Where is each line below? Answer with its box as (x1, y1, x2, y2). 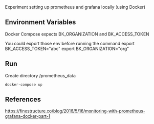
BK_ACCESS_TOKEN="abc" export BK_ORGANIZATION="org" (5, 46, 129, 52)
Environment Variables (5, 18, 76, 26)
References (5, 95, 41, 104)
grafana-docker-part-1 (5, 113, 50, 119)
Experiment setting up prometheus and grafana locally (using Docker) (5, 4, 146, 10)
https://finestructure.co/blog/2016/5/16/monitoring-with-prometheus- (5, 108, 146, 114)
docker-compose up (5, 82, 43, 87)
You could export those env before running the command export (5, 40, 135, 46)
